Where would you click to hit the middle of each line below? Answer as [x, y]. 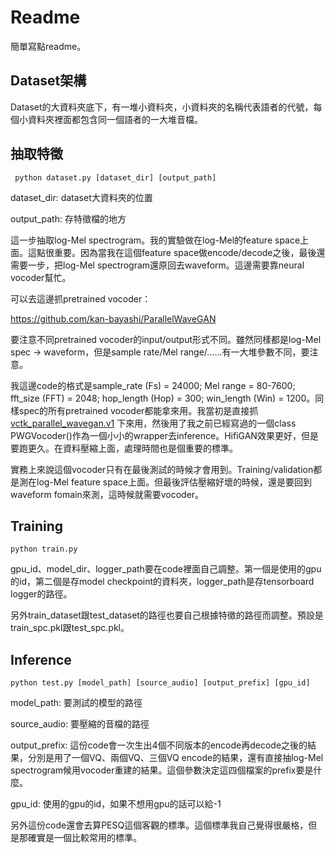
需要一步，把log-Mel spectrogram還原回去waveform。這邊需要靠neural [157, 265]
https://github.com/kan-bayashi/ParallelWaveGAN [113, 318]
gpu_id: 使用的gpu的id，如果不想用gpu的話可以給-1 [116, 804]
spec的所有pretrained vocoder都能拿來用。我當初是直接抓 [138, 410]
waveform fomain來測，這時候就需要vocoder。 [107, 494]
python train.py [44, 549]
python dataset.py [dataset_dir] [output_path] [115, 177]
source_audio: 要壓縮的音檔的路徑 [80, 724]
